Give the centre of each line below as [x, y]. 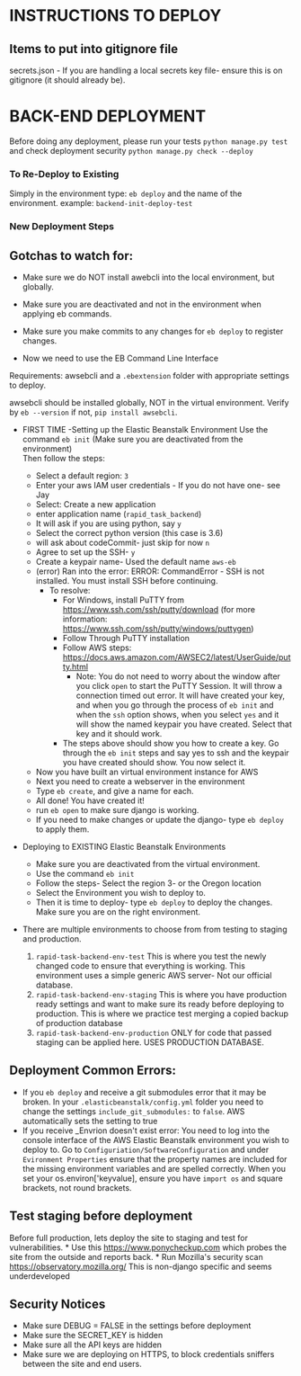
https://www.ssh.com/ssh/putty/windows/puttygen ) [158, 628]
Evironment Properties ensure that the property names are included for [155, 1159]
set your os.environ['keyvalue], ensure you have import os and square [152, 1178]
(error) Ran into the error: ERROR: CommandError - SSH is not [150, 571]
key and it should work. [119, 733]
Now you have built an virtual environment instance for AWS [147, 772]
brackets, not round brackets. [77, 1187]
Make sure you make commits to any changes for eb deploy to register [153, 331]
